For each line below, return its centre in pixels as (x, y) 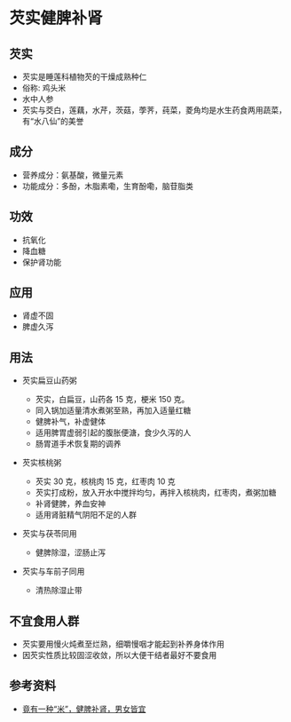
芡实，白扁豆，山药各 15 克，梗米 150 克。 (112, 400)
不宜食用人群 (44, 621)
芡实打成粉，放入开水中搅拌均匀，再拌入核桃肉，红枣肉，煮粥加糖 (156, 493)
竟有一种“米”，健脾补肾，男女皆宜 (84, 709)
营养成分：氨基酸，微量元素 (73, 175)
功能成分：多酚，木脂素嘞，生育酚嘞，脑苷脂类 (107, 186)
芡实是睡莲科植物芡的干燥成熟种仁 (84, 77)
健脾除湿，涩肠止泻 (71, 552)
